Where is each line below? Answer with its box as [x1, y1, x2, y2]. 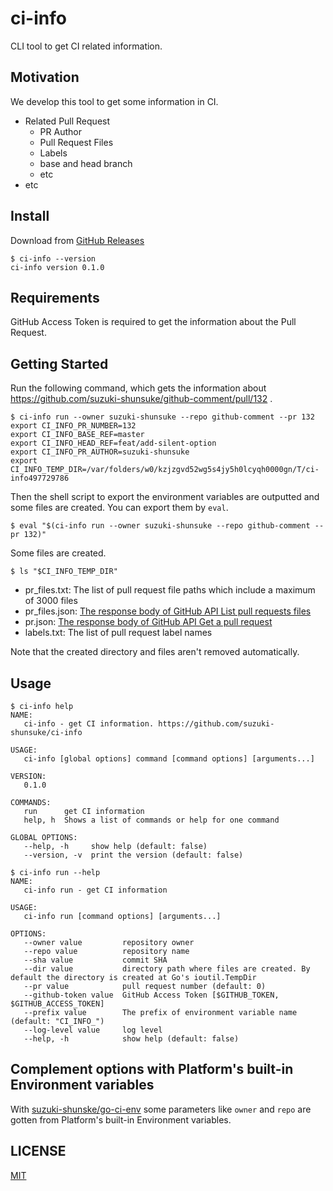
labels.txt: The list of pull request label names [24, 627, 213, 639]
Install [10, 208, 50, 225]
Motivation [10, 69, 80, 86]
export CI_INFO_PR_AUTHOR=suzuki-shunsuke [10, 447, 190, 457]
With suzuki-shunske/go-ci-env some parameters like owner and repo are [10, 1103, 312, 1115]
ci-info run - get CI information [23, 885, 168, 895]
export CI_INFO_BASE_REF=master [10, 430, 145, 440]
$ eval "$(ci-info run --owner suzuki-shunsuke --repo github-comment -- [10, 521, 325, 531]
